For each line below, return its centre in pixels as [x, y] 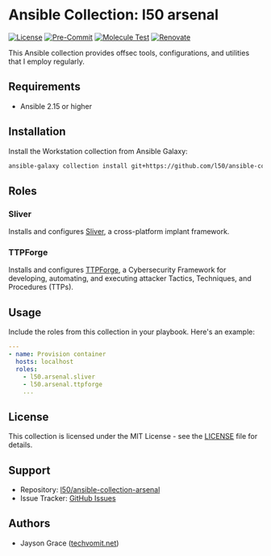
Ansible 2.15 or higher [56, 106]
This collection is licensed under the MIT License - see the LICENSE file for [133, 437]
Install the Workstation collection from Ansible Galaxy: [98, 151]
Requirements [44, 87]
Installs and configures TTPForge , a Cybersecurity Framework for [117, 270]
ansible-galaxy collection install [68, 166]
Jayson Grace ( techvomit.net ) [69, 543]
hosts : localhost [45, 362]
